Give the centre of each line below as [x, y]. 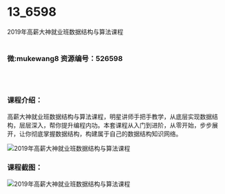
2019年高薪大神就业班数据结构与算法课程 [65, 32]
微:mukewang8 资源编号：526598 [65, 58]
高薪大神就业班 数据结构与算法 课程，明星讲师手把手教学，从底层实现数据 [109, 117]
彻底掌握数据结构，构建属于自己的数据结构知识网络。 [106, 134]
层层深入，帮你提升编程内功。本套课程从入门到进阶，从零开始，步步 [115, 125]
